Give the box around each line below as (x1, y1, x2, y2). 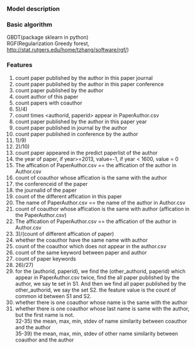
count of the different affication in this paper (15, 192, 122, 200)
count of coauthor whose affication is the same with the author (15, 174, 167, 181)
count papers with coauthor (15, 99, 83, 106)
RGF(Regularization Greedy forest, (6, 40, 90, 47)
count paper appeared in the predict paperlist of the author (15, 149, 158, 156)
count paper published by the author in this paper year (15, 118, 147, 125)
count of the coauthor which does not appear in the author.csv (15, 242, 166, 249)
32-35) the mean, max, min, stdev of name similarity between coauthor (15, 317, 187, 325)
